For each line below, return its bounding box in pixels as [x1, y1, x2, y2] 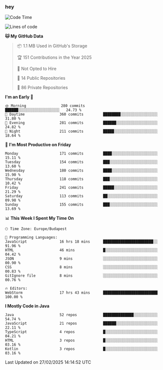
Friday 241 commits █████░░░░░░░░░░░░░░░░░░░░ [5, 185, 158, 190]
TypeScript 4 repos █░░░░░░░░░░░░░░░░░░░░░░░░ [5, 330, 158, 335]
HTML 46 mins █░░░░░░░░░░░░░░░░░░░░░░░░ [5, 248, 158, 253]
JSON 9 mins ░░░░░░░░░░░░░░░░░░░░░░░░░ [5, 256, 158, 261]
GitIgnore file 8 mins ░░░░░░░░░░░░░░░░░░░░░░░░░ [5, 273, 158, 278]
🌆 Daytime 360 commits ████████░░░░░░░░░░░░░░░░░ [5, 112, 158, 117]
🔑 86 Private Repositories [17, 85, 68, 90]
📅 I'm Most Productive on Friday [5, 142, 72, 148]
